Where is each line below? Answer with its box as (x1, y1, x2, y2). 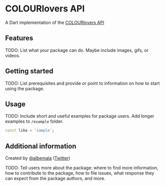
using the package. (5, 85, 45, 91)
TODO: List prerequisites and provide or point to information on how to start (5, 80, 160, 86)
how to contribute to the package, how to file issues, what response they (5, 170, 155, 176)
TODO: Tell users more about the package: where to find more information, (5, 165, 159, 171)
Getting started (5, 67, 54, 75)
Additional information (5, 142, 77, 150)
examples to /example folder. (5, 118, 64, 125)
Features (5, 34, 33, 42)
